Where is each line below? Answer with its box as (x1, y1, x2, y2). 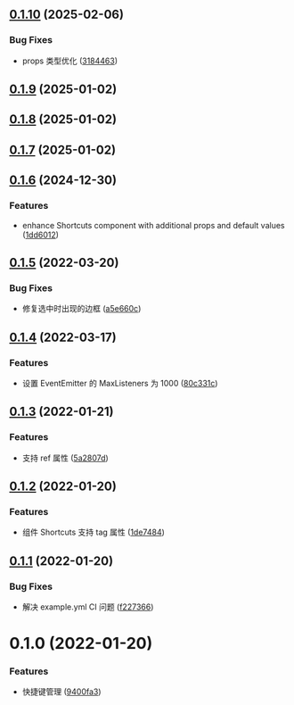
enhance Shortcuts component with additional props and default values (21, 220, 285, 230)
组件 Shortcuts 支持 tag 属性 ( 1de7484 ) (21, 527, 165, 538)
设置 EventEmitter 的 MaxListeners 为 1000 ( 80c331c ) (21, 377, 218, 388)
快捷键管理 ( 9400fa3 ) (21, 686, 102, 697)
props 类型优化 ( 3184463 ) (21, 55, 118, 66)
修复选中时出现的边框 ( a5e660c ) (21, 303, 142, 314)
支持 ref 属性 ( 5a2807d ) (21, 452, 109, 463)
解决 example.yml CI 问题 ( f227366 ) (21, 601, 154, 612)
